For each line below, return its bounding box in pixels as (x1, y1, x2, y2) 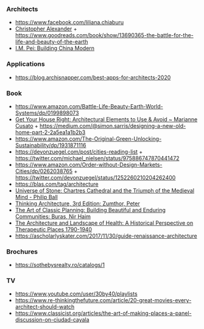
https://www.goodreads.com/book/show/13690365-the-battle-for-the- (15, 32, 194, 39)
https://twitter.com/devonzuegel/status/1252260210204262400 (15, 174, 176, 181)
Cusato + (15, 122, 38, 129)
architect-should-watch (15, 303, 75, 311)
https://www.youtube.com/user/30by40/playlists (15, 290, 138, 297)
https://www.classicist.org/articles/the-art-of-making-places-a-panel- (15, 310, 192, 317)
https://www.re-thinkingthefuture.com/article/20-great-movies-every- (15, 297, 192, 304)
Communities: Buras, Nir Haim (15, 213, 91, 220)
